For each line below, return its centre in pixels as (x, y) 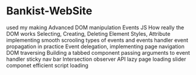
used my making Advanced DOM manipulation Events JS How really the (95, 27)
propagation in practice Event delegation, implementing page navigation (96, 46)
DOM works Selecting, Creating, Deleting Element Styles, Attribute (88, 33)
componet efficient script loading (47, 65)
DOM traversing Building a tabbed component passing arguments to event (98, 52)
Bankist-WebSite (49, 11)
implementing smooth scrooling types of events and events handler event (97, 40)
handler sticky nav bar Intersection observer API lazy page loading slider (96, 59)
